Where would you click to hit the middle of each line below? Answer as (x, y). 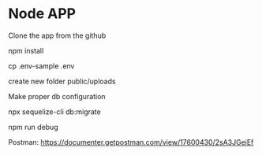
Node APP (42, 14)
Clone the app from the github (57, 35)
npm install (26, 50)
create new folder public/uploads (62, 81)
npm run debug (33, 127)
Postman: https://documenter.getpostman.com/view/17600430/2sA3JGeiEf (131, 142)
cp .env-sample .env (41, 66)
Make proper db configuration (57, 96)
